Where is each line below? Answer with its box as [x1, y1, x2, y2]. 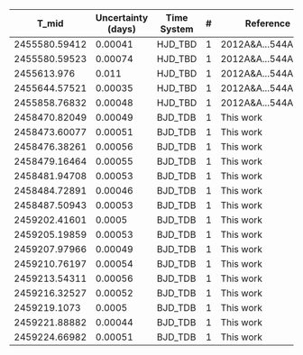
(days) [107, 23, 137, 35]
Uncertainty [95, 12, 149, 23]
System [160, 23, 194, 35]
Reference [244, 17, 291, 30]
